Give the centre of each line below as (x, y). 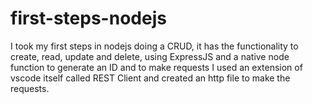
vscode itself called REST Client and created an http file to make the (150, 78)
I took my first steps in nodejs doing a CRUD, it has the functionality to (154, 46)
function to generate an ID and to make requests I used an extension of (156, 67)
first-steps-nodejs (88, 18)
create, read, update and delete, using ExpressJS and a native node (150, 56)
